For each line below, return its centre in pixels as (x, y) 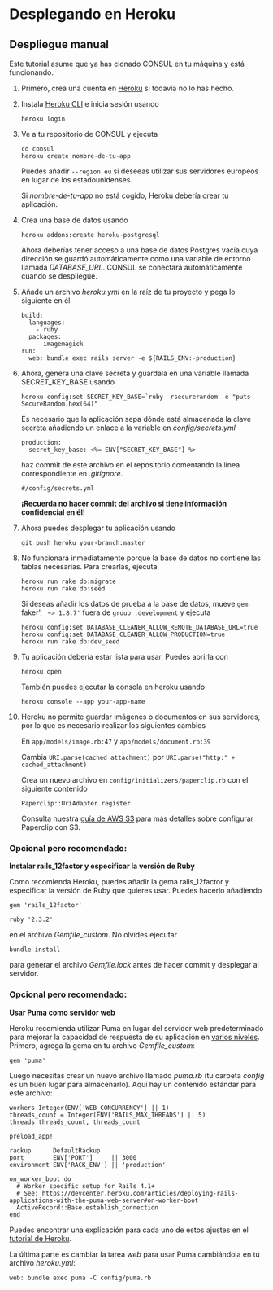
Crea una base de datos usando (74, 220)
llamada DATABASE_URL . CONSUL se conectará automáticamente (132, 267)
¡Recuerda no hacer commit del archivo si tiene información (124, 503)
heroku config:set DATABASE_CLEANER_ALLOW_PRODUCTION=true (123, 634)
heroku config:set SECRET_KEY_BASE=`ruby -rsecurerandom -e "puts (136, 397)
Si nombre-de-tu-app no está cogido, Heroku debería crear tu (125, 195)
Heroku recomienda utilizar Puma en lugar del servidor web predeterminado (136, 1028)
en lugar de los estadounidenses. (77, 180)
